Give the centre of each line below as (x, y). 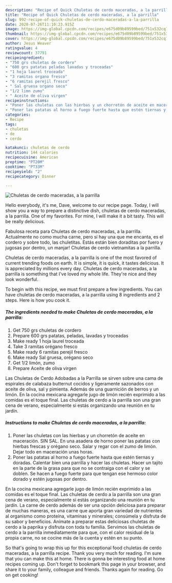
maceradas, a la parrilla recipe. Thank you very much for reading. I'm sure (83, 553)
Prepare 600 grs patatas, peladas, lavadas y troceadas (71, 336)
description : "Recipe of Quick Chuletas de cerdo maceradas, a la (78, 10)
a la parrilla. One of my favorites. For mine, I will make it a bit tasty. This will (84, 216)
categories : (18, 115)
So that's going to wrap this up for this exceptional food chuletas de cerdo (84, 548)
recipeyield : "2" (24, 171)
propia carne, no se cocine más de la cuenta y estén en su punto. (74, 538)
